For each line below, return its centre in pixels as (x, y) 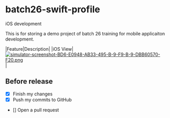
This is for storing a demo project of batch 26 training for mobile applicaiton (85, 33)
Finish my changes (33, 94)
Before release (29, 81)
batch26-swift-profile (53, 9)
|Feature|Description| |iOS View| (39, 49)
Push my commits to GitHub (42, 100)
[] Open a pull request (36, 110)
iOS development (24, 24)
